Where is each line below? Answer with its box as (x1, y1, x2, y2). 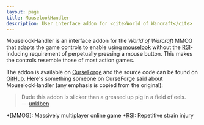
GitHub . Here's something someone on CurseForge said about (6, 75, 163, 83)
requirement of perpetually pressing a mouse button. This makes (29, 50, 192, 58)
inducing (6, 50, 29, 58)
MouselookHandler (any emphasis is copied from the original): (6, 81, 164, 89)
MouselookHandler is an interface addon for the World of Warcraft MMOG (6, 37, 193, 45)
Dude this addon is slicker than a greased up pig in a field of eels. (21, 93, 186, 101)
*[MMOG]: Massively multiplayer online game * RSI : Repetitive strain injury (6, 112, 194, 119)
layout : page (6, 9, 40, 15)
